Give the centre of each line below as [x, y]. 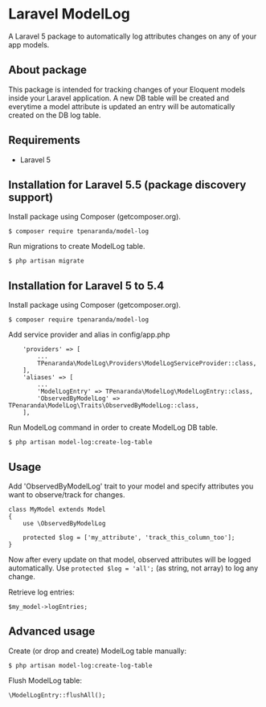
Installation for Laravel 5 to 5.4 [86, 286]
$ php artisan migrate [46, 261]
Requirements [44, 140]
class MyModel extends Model [57, 509]
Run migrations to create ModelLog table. [77, 247]
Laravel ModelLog [69, 14]
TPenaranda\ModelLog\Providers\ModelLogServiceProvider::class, [147, 364]
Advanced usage [52, 631]
